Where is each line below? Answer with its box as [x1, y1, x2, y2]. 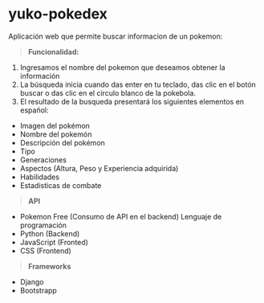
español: [19, 105, 50, 115]
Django [19, 276, 44, 286]
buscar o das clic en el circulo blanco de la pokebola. [19, 88, 197, 97]
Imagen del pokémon [19, 121, 91, 130]
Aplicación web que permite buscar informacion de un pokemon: [8, 31, 223, 41]
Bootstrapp [19, 285, 58, 295]
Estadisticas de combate [19, 180, 102, 190]
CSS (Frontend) [19, 246, 72, 256]
